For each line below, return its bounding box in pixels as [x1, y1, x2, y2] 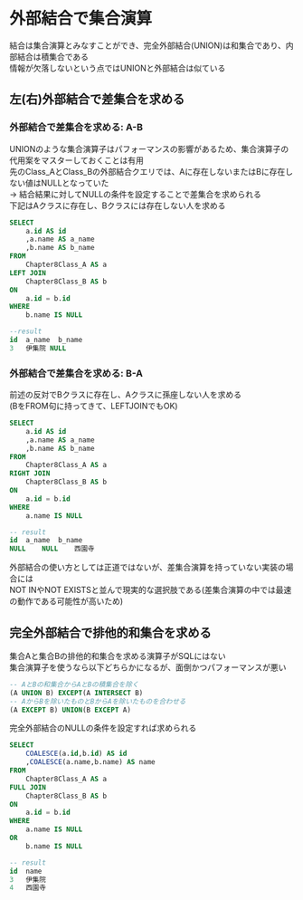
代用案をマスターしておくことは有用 [9, 155, 145, 166]
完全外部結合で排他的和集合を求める [9, 625, 212, 640]
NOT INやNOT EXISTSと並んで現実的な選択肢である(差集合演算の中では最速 [9, 585, 292, 596]
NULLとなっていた [40, 177, 109, 188]
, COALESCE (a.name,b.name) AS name [25, 758, 156, 767]
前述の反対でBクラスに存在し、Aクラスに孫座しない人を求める [9, 389, 242, 400]
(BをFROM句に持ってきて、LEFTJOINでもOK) [9, 400, 178, 412]
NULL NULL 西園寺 [9, 544, 95, 553]
